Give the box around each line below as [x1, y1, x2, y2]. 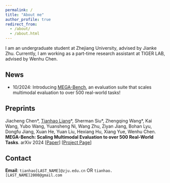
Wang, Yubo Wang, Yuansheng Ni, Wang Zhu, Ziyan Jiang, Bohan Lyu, [5, 123, 152, 129]
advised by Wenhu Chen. [5, 56, 58, 62]
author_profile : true [5, 17, 51, 22]
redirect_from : [5, 21, 38, 27]
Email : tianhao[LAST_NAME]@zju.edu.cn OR [5, 167, 93, 173]
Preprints [5, 104, 36, 113]
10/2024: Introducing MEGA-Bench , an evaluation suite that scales [12, 84, 152, 90]
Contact [5, 154, 31, 163]
